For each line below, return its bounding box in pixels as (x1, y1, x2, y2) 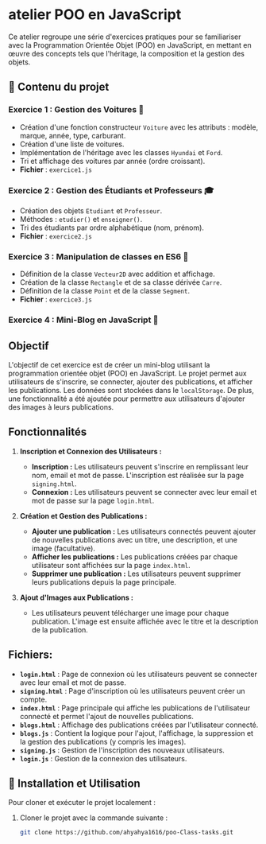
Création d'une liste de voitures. (19, 139, 125, 149)
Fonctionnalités (8, 426, 87, 439)
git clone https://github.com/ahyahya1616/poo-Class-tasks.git (19, 829, 234, 837)
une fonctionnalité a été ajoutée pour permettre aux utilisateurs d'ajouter (8, 394, 245, 403)
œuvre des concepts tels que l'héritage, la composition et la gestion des (8, 49, 245, 58)
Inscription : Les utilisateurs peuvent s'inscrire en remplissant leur (31, 461, 249, 471)
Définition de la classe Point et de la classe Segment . (19, 286, 191, 296)
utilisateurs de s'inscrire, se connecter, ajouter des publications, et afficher (8, 376, 253, 387)
